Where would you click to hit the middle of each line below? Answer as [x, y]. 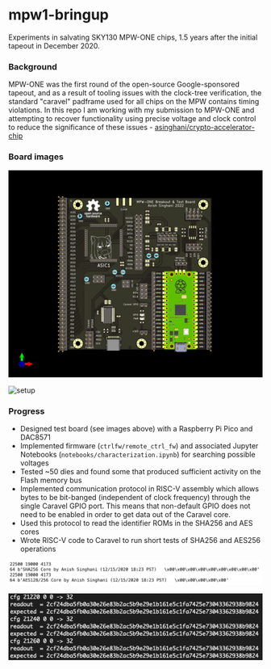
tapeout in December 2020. [54, 45]
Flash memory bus [51, 480]
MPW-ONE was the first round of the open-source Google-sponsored [124, 84]
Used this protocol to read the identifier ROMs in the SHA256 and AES [136, 524]
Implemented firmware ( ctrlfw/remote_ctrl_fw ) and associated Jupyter [139, 446]
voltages [35, 463]
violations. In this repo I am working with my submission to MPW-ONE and [131, 110]
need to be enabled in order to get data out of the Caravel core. [125, 515]
